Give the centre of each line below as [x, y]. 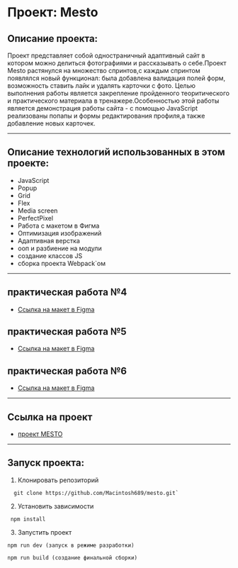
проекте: [28, 163]
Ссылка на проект [50, 417]
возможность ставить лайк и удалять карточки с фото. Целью [102, 85]
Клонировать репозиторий [58, 480]
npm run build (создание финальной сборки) [73, 557]
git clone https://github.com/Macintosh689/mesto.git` [96, 493]
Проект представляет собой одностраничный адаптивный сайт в [106, 55]
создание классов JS [50, 255]
